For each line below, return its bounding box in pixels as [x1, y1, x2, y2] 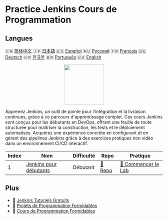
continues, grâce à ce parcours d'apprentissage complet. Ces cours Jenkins [5, 114, 163, 119]
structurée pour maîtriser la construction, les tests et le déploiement [5, 124, 145, 130]
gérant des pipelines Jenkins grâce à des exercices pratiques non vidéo [5, 135, 153, 141]
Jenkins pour [26, 161, 57, 167]
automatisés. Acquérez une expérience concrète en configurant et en [5, 130, 148, 135]
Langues [5, 34, 33, 42]
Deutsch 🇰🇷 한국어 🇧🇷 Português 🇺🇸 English [5, 54, 101, 60]
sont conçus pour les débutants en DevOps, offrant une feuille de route [5, 119, 152, 125]
